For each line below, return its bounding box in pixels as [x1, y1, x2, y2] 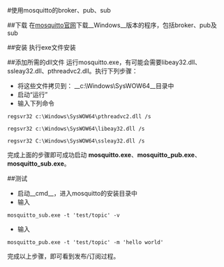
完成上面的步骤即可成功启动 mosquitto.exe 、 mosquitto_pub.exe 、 [7, 151, 201, 159]
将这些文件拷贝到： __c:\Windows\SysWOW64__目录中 [17, 82, 174, 89]
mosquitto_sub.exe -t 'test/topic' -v [7, 212, 120, 219]
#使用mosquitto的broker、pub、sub [7, 6, 112, 14]
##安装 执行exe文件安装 [7, 43, 77, 51]
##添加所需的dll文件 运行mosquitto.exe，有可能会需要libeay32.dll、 [7, 58, 201, 66]
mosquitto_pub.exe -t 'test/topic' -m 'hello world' [7, 239, 164, 246]
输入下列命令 [17, 99, 54, 107]
